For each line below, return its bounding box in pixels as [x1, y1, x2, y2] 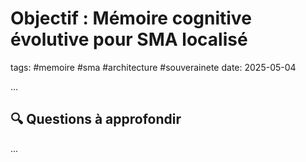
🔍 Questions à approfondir [10, 111, 182, 128]
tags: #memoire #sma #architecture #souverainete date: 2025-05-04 [10, 61, 297, 73]
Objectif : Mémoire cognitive [10, 7, 252, 30]
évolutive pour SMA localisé [10, 28, 248, 51]
